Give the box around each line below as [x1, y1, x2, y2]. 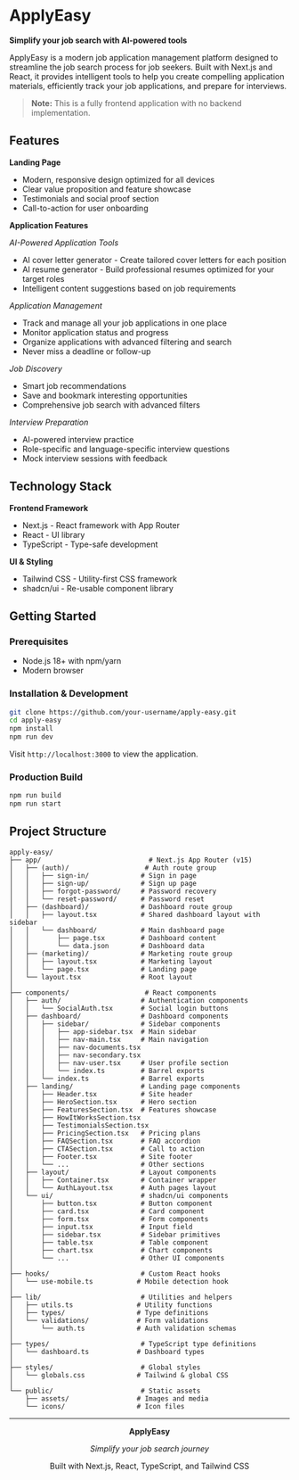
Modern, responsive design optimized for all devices [21, 174, 215, 185]
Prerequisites [9, 635, 69, 648]
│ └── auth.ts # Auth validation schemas [9, 1324, 238, 1333]
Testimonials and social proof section [21, 193, 159, 203]
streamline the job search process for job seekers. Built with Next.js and [9, 62, 273, 72]
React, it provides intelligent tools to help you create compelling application [9, 70, 285, 81]
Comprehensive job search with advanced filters [21, 399, 200, 410]
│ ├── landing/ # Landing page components [9, 1081, 241, 1091]
